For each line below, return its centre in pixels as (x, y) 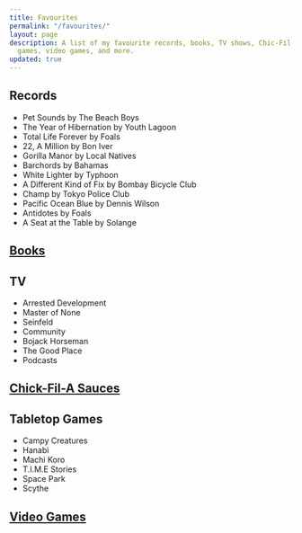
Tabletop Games (56, 419)
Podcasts (40, 360)
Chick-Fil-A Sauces (65, 389)
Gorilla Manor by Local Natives (79, 155)
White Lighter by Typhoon (70, 174)
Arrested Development (64, 303)
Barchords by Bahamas (66, 165)
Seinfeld (38, 322)
